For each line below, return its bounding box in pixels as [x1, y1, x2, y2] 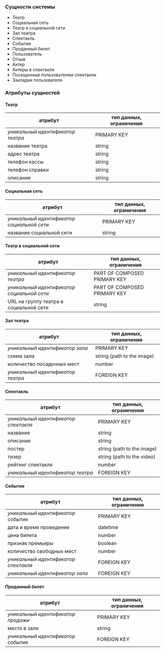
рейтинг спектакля [7, 462, 53, 468]
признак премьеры [7, 540, 54, 547]
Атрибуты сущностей [5, 89, 60, 96]
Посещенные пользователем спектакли [12, 72, 97, 78]
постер [7, 445, 25, 452]
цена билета [7, 532, 37, 539]
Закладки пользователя [12, 77, 63, 83]
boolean [98, 540, 117, 547]
